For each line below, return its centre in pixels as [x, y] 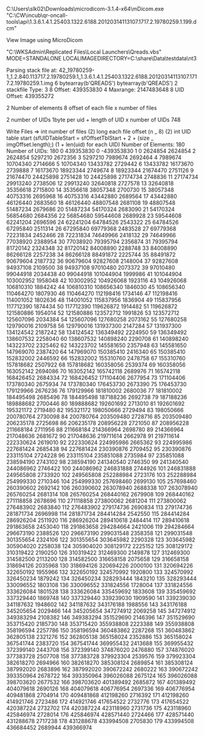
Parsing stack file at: [32, 70]
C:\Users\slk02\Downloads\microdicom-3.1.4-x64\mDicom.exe [85, 9]
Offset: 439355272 [30, 96]
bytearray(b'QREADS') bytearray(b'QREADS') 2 [119, 83]
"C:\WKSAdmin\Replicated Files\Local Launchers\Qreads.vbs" [84, 52]
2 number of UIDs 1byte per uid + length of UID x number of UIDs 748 [93, 120]
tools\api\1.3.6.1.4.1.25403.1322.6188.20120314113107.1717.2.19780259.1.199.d [101, 22]
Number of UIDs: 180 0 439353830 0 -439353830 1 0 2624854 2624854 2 [101, 151]
